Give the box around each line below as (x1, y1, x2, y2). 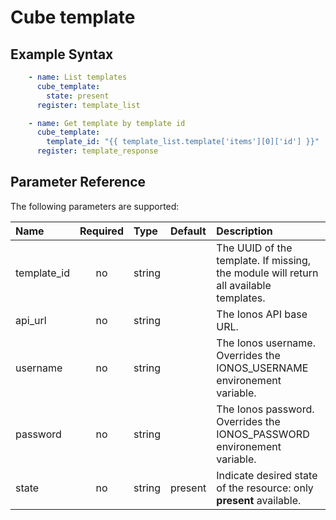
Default (169, 224, 207, 238)
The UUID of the (216, 241, 293, 255)
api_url (15, 313, 47, 327)
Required (79, 224, 124, 238)
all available (216, 278, 272, 292)
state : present (46, 91, 110, 101)
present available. (216, 493, 302, 507)
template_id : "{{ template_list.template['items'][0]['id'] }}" (46, 137, 320, 147)
